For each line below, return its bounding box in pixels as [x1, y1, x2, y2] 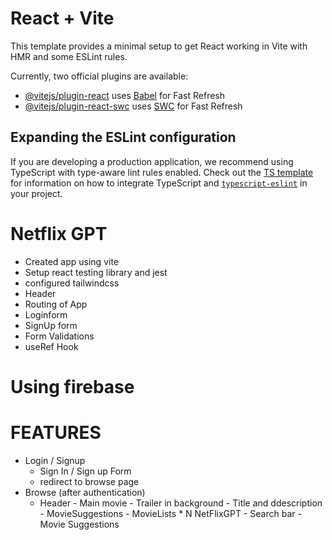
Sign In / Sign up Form [39, 465, 132, 477]
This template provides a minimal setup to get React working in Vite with [10, 40, 308, 52]
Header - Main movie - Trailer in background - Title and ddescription [39, 497, 323, 509]
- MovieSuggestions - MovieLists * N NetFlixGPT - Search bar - [39, 507, 302, 519]
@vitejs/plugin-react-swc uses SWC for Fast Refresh [24, 100, 243, 112]
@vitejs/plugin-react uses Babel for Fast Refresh [24, 89, 226, 101]
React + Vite [10, 7, 115, 30]
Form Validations [24, 330, 95, 342]
